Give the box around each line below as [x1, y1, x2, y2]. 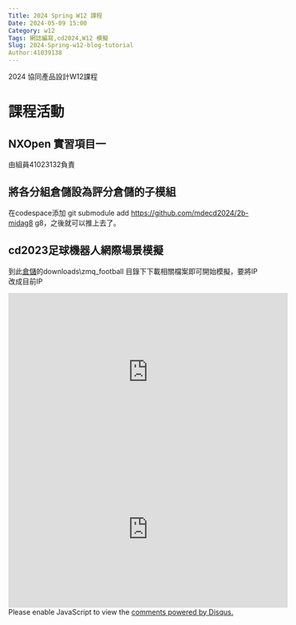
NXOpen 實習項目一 [8, 137, 106, 150]
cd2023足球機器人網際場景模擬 [8, 244, 164, 257]
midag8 [8, 217, 34, 228]
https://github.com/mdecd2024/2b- [130, 208, 249, 217]
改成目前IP [8, 277, 43, 286]
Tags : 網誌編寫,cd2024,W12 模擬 [8, 34, 109, 42]
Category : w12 [8, 26, 56, 34]
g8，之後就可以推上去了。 [34, 217, 121, 228]
